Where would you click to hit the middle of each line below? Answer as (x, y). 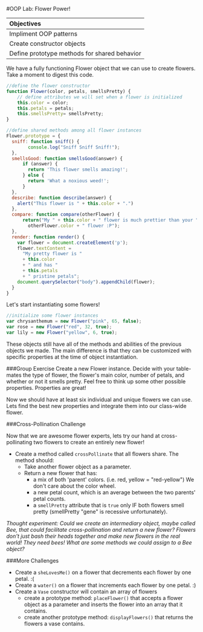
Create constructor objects (47, 43)
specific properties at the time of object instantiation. (72, 357)
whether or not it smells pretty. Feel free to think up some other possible (96, 381)
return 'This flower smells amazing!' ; (78, 170)
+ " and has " (40, 265)
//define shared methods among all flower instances (74, 130)
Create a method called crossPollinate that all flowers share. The (97, 454)
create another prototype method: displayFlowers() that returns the (108, 617)
